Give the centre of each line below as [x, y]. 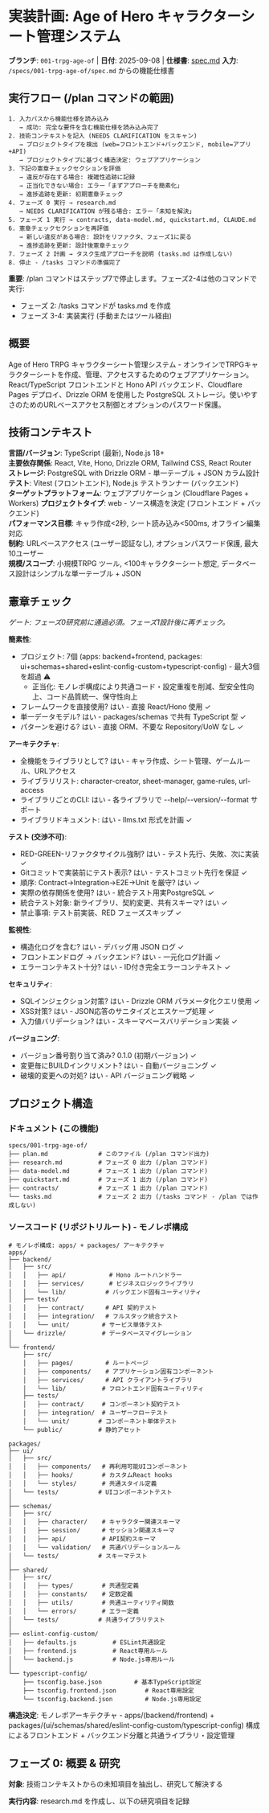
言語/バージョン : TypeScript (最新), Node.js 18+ [86, 453]
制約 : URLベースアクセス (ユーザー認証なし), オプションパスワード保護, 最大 [133, 543]
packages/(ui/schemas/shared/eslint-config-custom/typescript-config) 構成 [134, 1725]
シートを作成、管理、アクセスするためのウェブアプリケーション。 [145, 374]
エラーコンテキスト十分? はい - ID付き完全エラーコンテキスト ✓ [125, 967]
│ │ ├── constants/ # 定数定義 [71, 1594]
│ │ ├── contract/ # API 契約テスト [83, 1308]
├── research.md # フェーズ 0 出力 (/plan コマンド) [108, 1163]
